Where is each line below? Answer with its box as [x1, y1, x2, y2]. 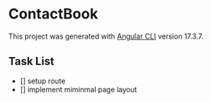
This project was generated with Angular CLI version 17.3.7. [8, 31, 204, 41]
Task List [8, 55, 55, 68]
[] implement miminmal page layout [19, 84, 138, 94]
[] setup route [19, 75, 66, 85]
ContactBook [8, 5, 98, 23]
